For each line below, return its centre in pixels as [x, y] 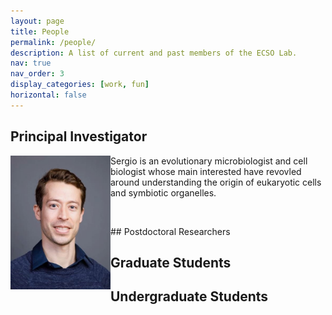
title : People [40, 31]
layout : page [37, 21]
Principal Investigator [79, 136]
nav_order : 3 [37, 74]
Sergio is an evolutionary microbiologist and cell [209, 161]
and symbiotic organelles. [163, 192]
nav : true [31, 63]
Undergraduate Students [189, 296]
